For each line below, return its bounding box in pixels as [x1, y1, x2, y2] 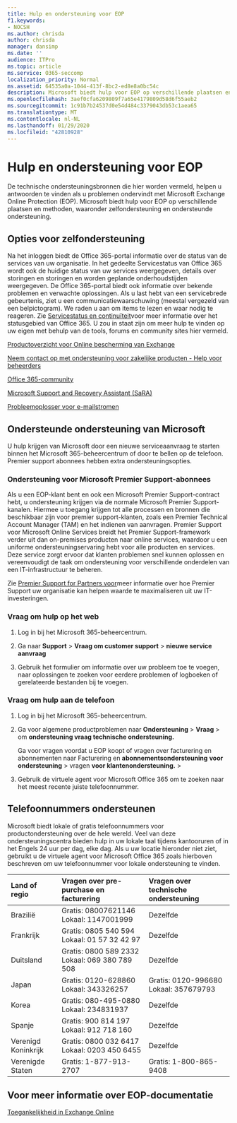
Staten [11, 1065, 33, 1075]
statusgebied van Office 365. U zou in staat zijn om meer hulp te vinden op [7, 319, 225, 328]
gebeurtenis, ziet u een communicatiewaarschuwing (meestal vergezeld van [7, 297, 229, 305]
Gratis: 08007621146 [61, 905, 136, 915]
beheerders [7, 362, 41, 370]
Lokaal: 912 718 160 [61, 1025, 133, 1035]
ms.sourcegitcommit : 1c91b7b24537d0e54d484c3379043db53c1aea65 [7, 102, 197, 109]
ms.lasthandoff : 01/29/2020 [7, 121, 90, 129]
